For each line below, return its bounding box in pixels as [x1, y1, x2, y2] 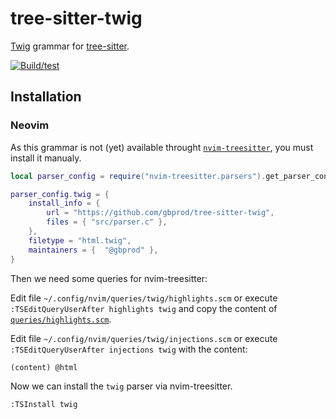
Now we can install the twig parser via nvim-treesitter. [10, 380, 233, 392]
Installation [10, 88, 82, 106]
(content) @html [10, 362, 78, 372]
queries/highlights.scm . [10, 313, 112, 325]
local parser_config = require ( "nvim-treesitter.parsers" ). [10, 171, 267, 181]
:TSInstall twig [10, 400, 78, 410]
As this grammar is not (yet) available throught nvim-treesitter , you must [10, 141, 314, 153]
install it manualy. [10, 152, 82, 164]
